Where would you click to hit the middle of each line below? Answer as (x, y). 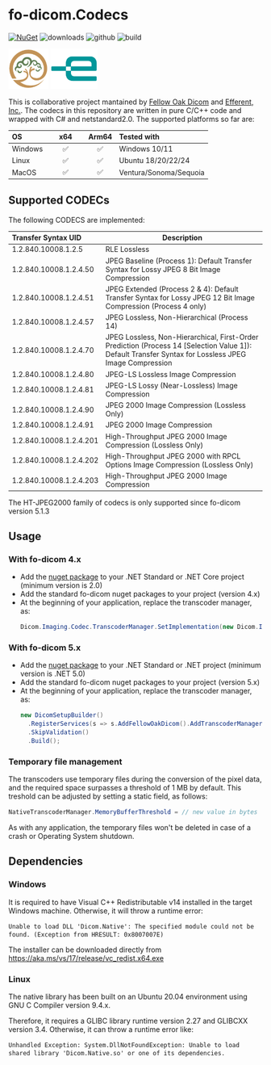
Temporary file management (65, 761)
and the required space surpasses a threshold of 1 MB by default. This (125, 788)
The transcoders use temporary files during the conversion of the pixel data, (135, 779)
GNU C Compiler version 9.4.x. (60, 1005)
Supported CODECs (59, 201)
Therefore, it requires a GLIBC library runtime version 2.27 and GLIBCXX (128, 1021)
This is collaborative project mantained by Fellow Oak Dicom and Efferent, (131, 102)
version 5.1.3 (29, 511)
